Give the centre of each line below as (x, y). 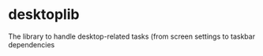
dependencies (32, 44)
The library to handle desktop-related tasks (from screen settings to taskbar (131, 36)
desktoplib (44, 15)
